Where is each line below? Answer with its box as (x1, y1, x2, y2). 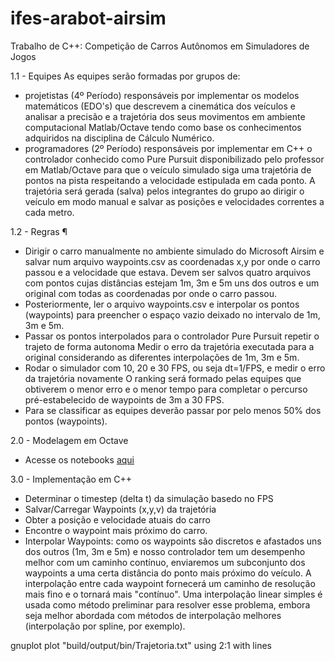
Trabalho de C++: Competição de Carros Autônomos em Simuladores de (10, 40, 310, 52)
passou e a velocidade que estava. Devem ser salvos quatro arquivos (24, 266, 312, 278)
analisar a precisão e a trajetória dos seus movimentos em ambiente (24, 110, 306, 122)
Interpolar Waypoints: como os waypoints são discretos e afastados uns (24, 535, 322, 547)
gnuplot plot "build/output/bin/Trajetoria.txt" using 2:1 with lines (10, 639, 272, 651)
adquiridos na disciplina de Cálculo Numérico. (24, 132, 215, 144)
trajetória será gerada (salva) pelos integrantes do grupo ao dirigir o (24, 185, 305, 197)
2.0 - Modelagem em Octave (10, 434, 129, 446)
